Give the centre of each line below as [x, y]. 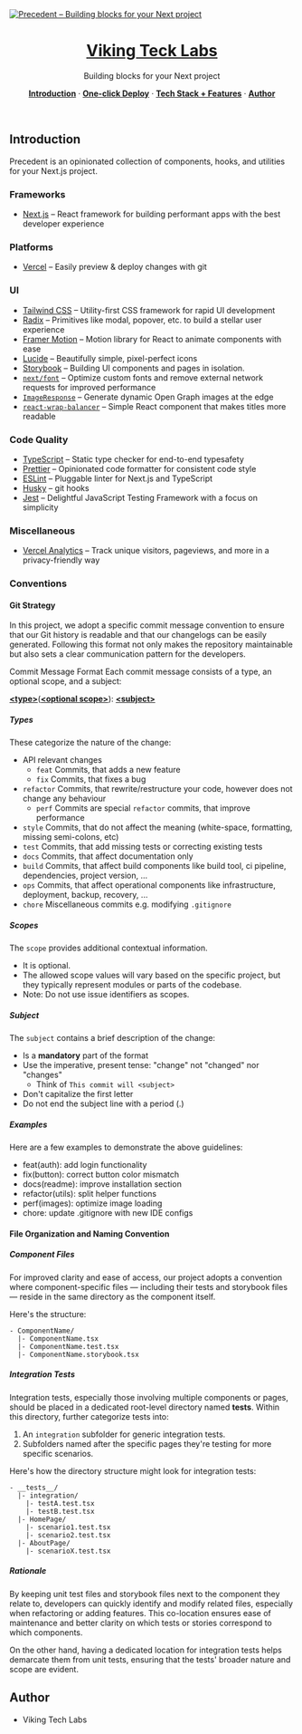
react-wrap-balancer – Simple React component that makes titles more [154, 406]
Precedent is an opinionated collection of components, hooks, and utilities [147, 161]
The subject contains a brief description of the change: [112, 1038]
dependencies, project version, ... [85, 876]
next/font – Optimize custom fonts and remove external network [143, 377]
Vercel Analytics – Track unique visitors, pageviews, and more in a [146, 551]
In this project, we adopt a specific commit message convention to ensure [147, 625]
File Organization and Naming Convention [90, 1233]
